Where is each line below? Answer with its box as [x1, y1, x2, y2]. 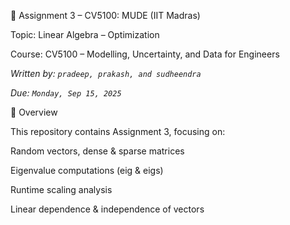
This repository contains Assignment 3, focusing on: [10, 126, 226, 137]
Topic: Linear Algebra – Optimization [10, 29, 160, 40]
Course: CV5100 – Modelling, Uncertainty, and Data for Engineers [10, 48, 280, 60]
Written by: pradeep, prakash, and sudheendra [10, 68, 202, 79]
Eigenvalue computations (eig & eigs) [10, 165, 164, 176]
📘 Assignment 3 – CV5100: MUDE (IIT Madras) [10, 10, 201, 21]
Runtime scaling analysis [10, 184, 113, 195]
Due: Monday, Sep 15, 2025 [10, 87, 122, 99]
